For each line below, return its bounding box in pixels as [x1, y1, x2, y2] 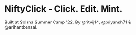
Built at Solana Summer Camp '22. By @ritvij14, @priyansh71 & [4, 19, 131, 25]
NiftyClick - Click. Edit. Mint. [4, 3, 123, 14]
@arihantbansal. [4, 24, 38, 30]
